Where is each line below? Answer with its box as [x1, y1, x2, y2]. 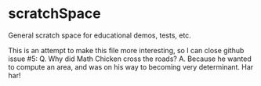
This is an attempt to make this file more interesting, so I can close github [8, 45, 245, 55]
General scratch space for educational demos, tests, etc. [8, 30, 192, 40]
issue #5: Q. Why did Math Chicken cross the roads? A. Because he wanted [8, 54, 252, 63]
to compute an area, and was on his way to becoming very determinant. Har [8, 62, 254, 71]
